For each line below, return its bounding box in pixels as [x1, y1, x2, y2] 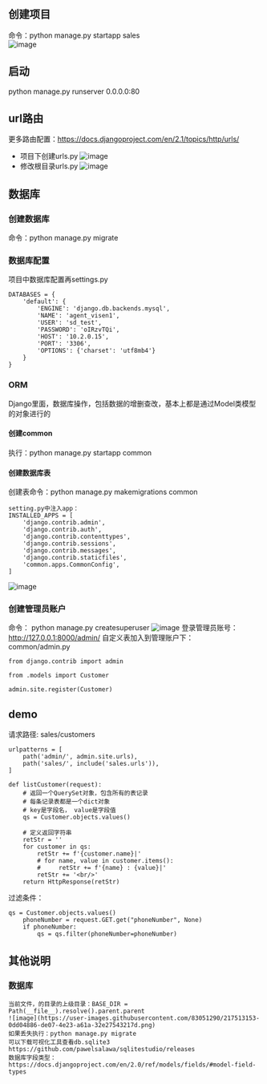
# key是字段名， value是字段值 [22, 807, 116, 815]
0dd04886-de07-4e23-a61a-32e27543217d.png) [8, 1021, 156, 1029]
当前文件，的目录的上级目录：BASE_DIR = [8, 1000, 128, 1008]
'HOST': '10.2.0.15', [37, 333, 110, 341]
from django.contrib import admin [8, 657, 124, 665]
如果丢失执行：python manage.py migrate [8, 1029, 137, 1037]
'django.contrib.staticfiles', [22, 554, 127, 562]
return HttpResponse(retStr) [22, 878, 120, 886]
